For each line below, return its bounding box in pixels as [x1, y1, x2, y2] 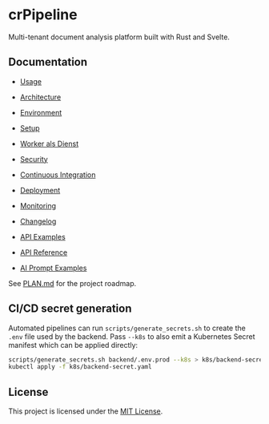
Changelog [19, 216, 57, 226]
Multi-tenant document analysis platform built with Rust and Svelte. [8, 32, 231, 42]
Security [19, 154, 48, 164]
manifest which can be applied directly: [8, 340, 139, 349]
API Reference [19, 247, 68, 257]
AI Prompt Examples [19, 263, 87, 273]
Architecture [19, 92, 62, 102]
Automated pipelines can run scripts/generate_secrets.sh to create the [8, 323, 246, 333]
